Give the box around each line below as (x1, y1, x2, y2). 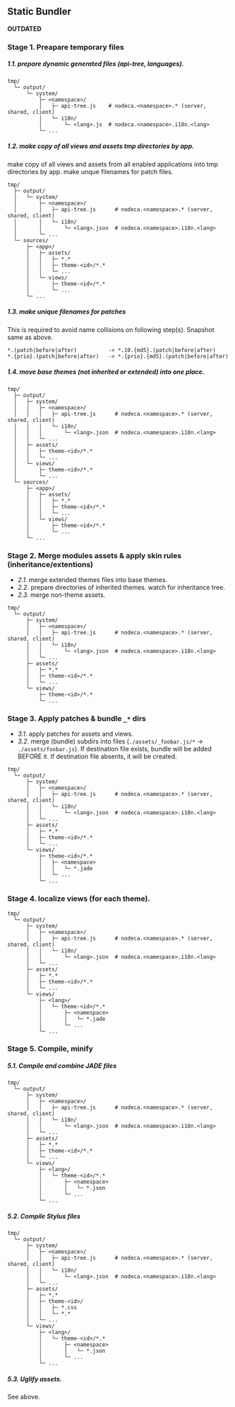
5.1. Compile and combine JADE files (7, 1061, 117, 1070)
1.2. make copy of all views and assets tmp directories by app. (7, 142, 195, 151)
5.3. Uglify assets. (7, 1374, 62, 1383)
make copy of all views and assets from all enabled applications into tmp (7, 159, 219, 169)
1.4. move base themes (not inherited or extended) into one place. (7, 368, 205, 376)
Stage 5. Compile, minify (7, 1044, 94, 1054)
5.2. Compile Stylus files (7, 1212, 81, 1220)
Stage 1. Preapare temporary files (7, 42, 125, 52)
